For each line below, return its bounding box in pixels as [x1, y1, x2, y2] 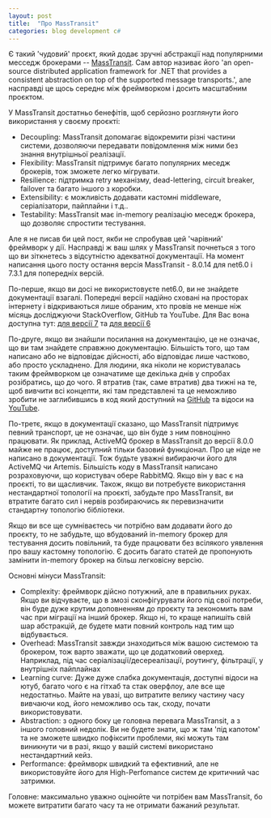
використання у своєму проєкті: [8, 117, 121, 126]
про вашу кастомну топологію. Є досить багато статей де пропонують [8, 546, 253, 556]
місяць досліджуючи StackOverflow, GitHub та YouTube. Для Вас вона [8, 310, 250, 320]
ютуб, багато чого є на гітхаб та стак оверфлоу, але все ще [19, 682, 226, 692]
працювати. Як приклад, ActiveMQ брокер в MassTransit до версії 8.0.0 [8, 436, 254, 446]
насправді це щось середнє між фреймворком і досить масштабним [8, 84, 248, 93]
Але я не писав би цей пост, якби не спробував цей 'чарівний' [8, 234, 224, 244]
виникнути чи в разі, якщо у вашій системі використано [19, 742, 214, 752]
